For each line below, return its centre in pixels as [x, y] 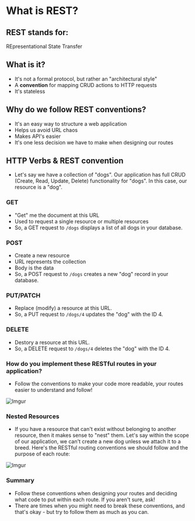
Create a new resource [42, 256]
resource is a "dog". [38, 187]
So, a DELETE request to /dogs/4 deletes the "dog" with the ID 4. [92, 349]
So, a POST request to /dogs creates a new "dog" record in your [91, 274]
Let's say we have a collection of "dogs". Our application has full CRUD [100, 175]
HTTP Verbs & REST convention [65, 161]
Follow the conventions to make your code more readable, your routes [99, 384]
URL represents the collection [50, 262]
